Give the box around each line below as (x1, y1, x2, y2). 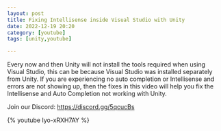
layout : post (7, 10, 44, 17)
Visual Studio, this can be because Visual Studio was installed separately (7, 68, 213, 76)
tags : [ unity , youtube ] (7, 36, 72, 43)
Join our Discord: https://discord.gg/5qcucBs (7, 103, 135, 111)
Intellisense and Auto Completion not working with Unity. (7, 90, 168, 98)
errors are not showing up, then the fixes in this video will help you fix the (7, 82, 214, 91)
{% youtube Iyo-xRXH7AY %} (7, 116, 90, 124)
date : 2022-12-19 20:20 (7, 23, 75, 29)
